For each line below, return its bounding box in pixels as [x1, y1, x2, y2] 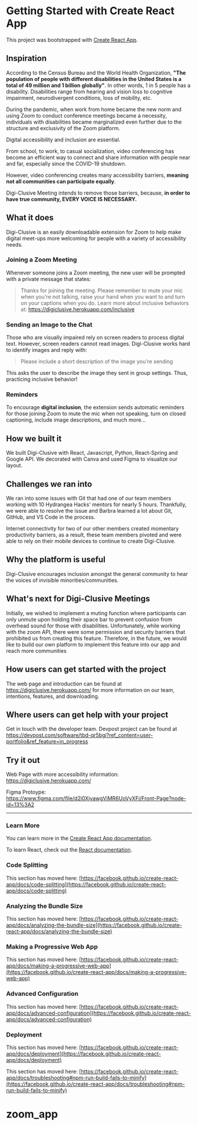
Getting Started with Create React [6, 4, 175, 18]
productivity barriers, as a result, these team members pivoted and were [6, 531, 182, 539]
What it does [6, 213, 54, 223]
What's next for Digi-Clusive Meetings [6, 594, 150, 604]
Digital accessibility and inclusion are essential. [6, 136, 121, 143]
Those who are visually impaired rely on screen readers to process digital [6, 334, 184, 341]
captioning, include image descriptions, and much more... [6, 416, 146, 423]
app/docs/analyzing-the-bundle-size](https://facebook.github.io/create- [6, 921, 183, 929]
